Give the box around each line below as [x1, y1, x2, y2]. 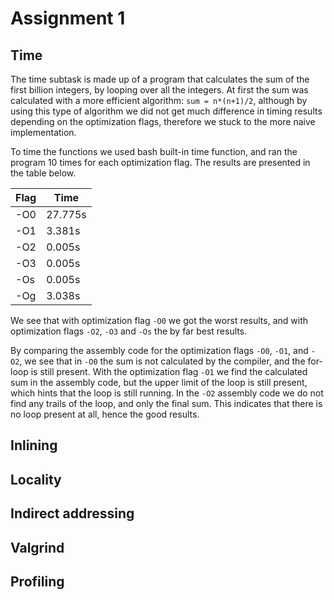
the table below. [10, 167, 77, 179]
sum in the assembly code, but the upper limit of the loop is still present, [10, 377, 308, 388]
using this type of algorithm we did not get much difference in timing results [10, 105, 323, 117]
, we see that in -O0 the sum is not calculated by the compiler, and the [19, 355, 306, 367]
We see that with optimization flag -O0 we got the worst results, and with [10, 315, 309, 326]
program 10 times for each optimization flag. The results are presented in [10, 157, 311, 168]
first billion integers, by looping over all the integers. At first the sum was [10, 84, 309, 96]
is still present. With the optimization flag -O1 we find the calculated [30, 366, 308, 377]
